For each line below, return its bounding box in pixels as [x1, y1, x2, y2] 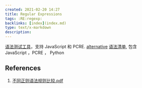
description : [5, 30, 32, 35]
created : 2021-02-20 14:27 [5, 7, 60, 12]
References [5, 64, 41, 72]
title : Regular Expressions [5, 12, 62, 17]
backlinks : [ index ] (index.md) [5, 20, 67, 26]
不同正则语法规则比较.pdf [12, 77, 63, 83]
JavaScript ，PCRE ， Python [5, 50, 64, 55]
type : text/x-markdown [5, 25, 51, 30]
